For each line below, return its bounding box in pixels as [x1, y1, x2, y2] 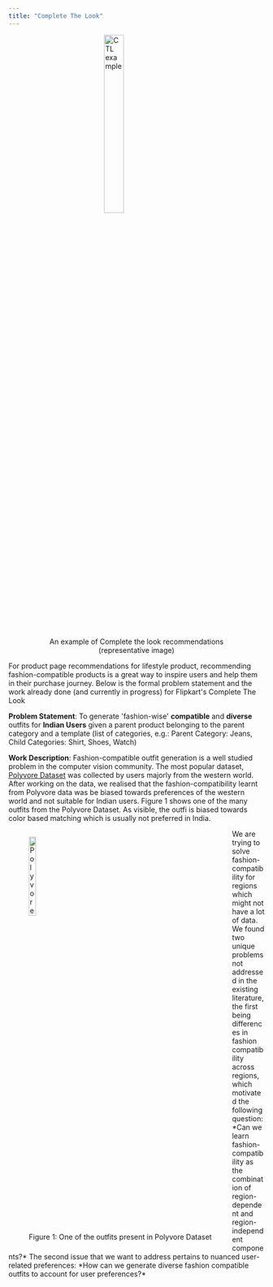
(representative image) [98, 645, 175, 654]
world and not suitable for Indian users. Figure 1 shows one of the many [8, 796, 248, 805]
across [232, 1061, 255, 1072]
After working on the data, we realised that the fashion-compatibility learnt [8, 779, 258, 788]
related [8, 1260, 32, 1270]
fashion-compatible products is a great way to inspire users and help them [8, 669, 258, 679]
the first [232, 1001, 258, 1011]
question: [232, 1113, 264, 1123]
